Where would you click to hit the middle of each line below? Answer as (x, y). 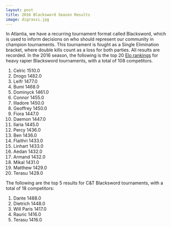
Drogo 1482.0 (27, 76)
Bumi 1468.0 (26, 87)
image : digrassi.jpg (28, 19)
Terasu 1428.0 (28, 173)
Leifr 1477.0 (25, 81)
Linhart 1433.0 (28, 146)
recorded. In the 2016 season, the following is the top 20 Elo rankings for (82, 55)
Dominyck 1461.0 (31, 92)
